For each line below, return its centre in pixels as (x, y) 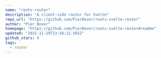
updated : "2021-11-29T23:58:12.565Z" (45, 33)
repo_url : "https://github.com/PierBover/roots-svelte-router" (73, 19)
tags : (11, 43)
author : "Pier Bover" (28, 24)
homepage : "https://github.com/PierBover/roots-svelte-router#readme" (81, 29)
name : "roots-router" (28, 10)
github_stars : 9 (22, 38)
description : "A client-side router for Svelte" (57, 15)
